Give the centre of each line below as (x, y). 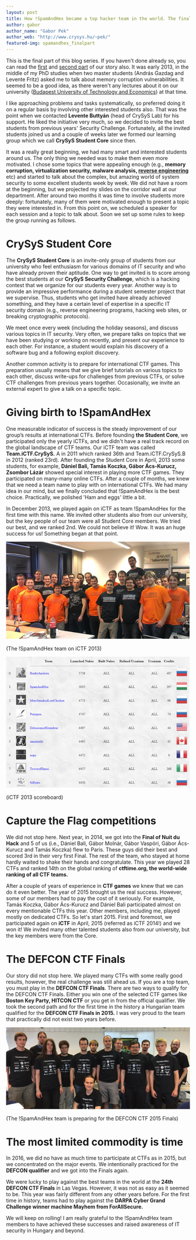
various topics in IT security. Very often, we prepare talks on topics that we (96, 333)
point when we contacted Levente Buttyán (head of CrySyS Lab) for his (92, 115)
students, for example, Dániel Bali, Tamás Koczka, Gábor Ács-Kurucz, (91, 466)
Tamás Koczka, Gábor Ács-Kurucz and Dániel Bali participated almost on (93, 905)
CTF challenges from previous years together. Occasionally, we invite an (93, 382)
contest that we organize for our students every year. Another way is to (92, 285)
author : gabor (23, 25)
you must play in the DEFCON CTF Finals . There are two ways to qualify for (97, 988)
